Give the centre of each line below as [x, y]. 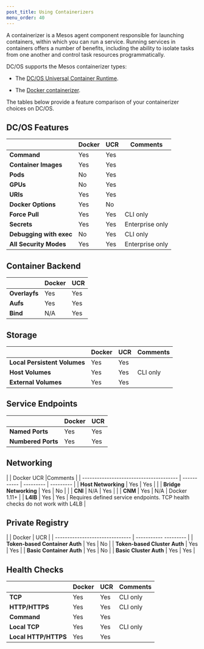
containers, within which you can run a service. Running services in [91, 42]
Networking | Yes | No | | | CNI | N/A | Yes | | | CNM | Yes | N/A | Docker [97, 491]
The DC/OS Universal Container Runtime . [67, 78]
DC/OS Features [37, 127]
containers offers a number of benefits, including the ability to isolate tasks [100, 48]
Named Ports [29, 431]
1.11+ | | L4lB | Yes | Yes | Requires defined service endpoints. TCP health [98, 497]
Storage [22, 335]
